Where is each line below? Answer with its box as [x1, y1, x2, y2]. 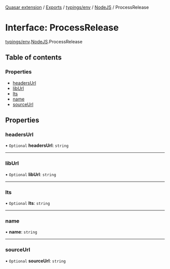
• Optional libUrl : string [5, 171, 57, 177]
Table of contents [5, 53, 62, 62]
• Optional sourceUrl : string [5, 257, 66, 264]
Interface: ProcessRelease [5, 22, 119, 33]
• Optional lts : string [5, 200, 50, 206]
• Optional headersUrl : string [5, 142, 69, 148]
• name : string [5, 229, 37, 235]
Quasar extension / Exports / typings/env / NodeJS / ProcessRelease [5, 5, 149, 10]
